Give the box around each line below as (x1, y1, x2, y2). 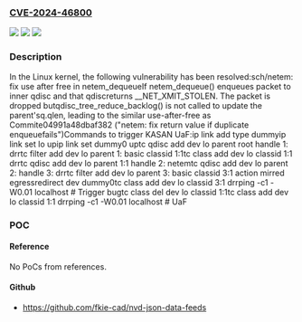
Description (9, 51, 62, 63)
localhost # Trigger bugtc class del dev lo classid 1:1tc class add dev (34, 186, 289, 197)
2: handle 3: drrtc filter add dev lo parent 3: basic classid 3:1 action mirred (9, 167, 285, 178)
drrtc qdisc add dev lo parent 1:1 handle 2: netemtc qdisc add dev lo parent (9, 157, 288, 168)
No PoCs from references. (9, 260, 107, 272)
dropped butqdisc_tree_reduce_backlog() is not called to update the (9, 99, 263, 110)
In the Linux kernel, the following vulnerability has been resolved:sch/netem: (9, 71, 294, 82)
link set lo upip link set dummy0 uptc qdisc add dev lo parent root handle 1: (9, 138, 288, 149)
